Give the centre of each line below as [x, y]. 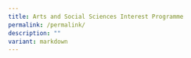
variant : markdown [38, 42]
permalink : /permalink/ [47, 25]
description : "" [34, 33]
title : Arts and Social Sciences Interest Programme [96, 16]
